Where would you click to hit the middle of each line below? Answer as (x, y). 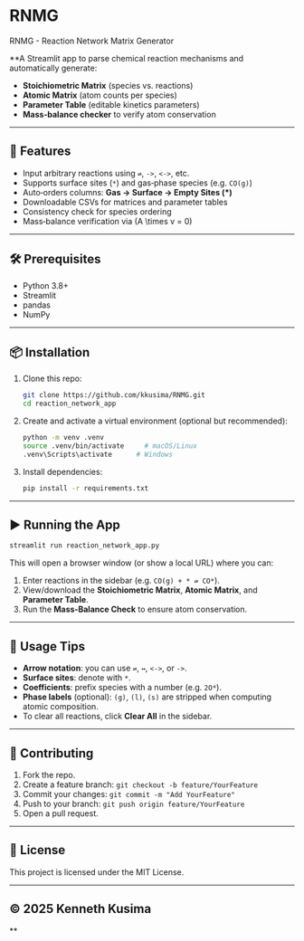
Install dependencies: (62, 471)
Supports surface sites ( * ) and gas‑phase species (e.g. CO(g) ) (138, 183)
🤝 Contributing (52, 753)
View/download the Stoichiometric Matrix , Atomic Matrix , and (140, 590)
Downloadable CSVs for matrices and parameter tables (125, 202)
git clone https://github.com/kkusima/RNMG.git (114, 395)
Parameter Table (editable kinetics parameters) (111, 104)
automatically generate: (53, 68)
